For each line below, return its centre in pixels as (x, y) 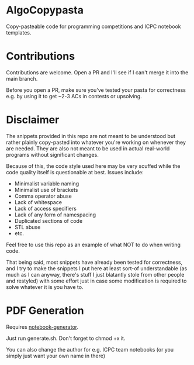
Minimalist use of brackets (46, 190)
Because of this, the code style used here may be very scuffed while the (93, 166)
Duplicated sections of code (49, 221)
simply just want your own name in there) (56, 356)
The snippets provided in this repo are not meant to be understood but (91, 136)
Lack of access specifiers (46, 208)
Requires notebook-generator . (42, 327)
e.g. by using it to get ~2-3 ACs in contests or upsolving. (74, 96)
